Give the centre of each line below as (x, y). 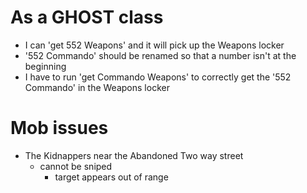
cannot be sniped (76, 166)
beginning (45, 66)
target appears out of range (111, 177)
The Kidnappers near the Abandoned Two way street (134, 155)
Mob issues (59, 128)
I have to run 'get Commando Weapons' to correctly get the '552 (158, 77)
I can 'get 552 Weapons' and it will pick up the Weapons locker (154, 45)
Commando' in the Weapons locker (97, 87)
